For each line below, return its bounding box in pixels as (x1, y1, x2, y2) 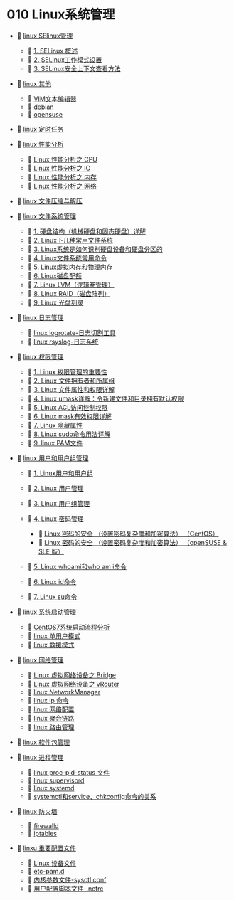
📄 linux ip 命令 (27, 696, 69, 704)
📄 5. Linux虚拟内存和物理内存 (27, 263, 113, 271)
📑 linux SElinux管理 (16, 31, 73, 40)
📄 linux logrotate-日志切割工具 (27, 328, 116, 337)
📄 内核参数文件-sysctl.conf (27, 875, 107, 884)
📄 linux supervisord (27, 776, 85, 785)
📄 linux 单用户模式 (27, 631, 81, 640)
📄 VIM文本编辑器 (27, 94, 77, 103)
